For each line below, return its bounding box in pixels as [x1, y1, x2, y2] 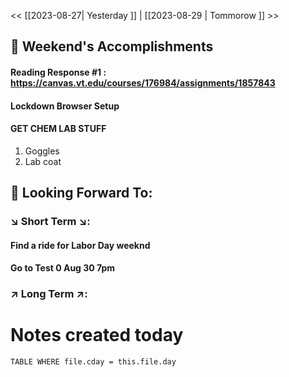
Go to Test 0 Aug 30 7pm [10, 262, 116, 274]
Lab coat [24, 155, 62, 167]
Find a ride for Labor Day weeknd [10, 239, 151, 251]
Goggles [24, 145, 60, 157]
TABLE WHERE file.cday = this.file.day [10, 357, 177, 367]
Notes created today [10, 324, 184, 347]
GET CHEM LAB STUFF [10, 123, 107, 135]
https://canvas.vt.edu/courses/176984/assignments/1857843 [10, 76, 276, 89]
